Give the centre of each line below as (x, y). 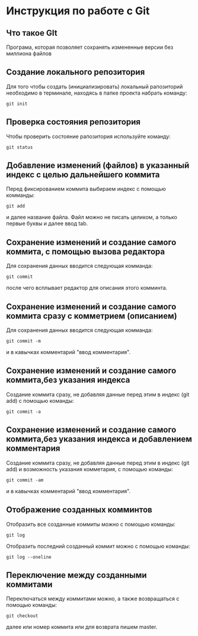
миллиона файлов (29, 54)
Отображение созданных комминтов (79, 510)
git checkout (22, 616)
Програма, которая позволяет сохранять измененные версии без (90, 47)
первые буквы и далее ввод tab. (47, 224)
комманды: (20, 195)
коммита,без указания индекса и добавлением (99, 439)
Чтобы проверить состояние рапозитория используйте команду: (88, 136)
